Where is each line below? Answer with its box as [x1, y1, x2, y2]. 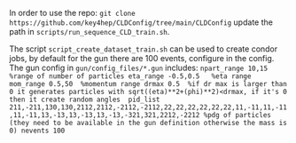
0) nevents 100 [9, 126, 66, 135]
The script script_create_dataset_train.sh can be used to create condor [9, 44, 278, 54]
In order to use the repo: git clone [9, 8, 136, 18]
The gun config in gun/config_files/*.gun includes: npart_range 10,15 [9, 62, 269, 73]
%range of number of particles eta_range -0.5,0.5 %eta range [9, 72, 252, 81]
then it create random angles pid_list [9, 95, 161, 104]
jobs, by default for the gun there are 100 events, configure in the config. [9, 53, 275, 63]
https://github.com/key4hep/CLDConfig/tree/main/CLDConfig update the [9, 17, 273, 28]
